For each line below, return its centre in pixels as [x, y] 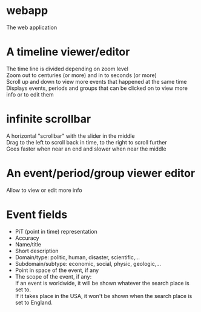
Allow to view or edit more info [44, 190]
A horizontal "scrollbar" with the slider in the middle [71, 136]
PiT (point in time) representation [56, 231]
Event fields [37, 215]
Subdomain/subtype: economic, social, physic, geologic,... [88, 263]
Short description [37, 251]
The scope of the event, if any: [53, 276]
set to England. [34, 302]
